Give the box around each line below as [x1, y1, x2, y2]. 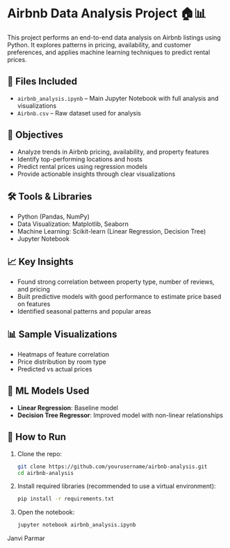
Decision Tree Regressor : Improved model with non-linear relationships [17, 411, 224, 419]
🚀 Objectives [7, 129, 64, 141]
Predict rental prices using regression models [17, 162, 148, 170]
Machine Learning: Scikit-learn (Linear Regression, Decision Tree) [17, 227, 206, 236]
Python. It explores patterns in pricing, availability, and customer [7, 40, 192, 49]
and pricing [17, 285, 51, 293]
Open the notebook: [17, 508, 75, 517]
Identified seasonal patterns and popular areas [17, 307, 151, 316]
